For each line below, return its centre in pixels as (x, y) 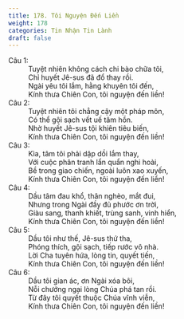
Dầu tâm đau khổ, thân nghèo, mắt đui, (92, 196)
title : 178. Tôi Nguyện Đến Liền (64, 16)
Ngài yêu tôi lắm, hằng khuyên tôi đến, (91, 86)
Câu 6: (19, 273)
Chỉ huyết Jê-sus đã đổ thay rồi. (81, 77)
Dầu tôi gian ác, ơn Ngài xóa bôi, (82, 281)
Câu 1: (19, 61)
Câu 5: (19, 230)
